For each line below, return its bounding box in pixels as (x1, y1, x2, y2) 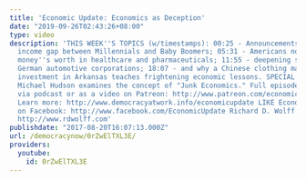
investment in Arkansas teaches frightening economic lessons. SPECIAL (17, 73, 296, 82)
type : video (9, 30, 55, 39)
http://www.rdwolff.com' (17, 115, 112, 124)
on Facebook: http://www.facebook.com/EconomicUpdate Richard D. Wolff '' (17, 106, 303, 115)
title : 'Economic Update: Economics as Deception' (9, 13, 206, 23)
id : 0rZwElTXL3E (25, 156, 88, 166)
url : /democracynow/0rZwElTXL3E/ (9, 132, 137, 141)
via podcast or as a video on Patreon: (17, 89, 169, 98)
